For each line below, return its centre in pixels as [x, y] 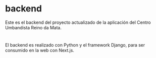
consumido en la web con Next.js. [40, 51]
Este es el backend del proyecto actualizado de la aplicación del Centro [78, 22]
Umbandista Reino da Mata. [33, 27]
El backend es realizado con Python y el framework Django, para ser [75, 45]
